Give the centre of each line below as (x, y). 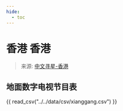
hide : (13, 12)
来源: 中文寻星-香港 (44, 66)
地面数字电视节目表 (41, 87)
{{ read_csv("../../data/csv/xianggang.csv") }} (62, 101)
